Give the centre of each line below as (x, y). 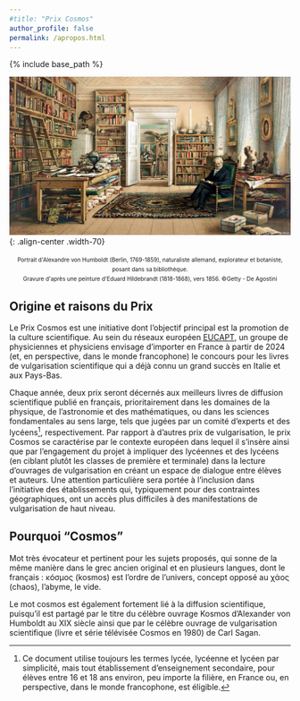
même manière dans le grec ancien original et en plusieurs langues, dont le (147, 568)
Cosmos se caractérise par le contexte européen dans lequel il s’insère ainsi (150, 441)
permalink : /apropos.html (57, 38)
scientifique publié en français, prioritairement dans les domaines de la (140, 402)
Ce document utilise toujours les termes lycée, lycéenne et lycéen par (150, 658)
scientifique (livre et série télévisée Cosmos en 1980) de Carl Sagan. (135, 632)
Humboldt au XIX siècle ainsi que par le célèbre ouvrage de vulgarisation (143, 623)
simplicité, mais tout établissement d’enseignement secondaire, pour (148, 668)
